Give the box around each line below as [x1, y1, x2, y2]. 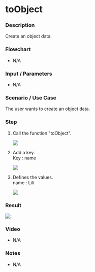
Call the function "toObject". [12, 130, 72, 136]
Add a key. [12, 149, 35, 155]
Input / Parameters [5, 70, 52, 77]
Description [5, 22, 35, 29]
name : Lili [12, 179, 35, 186]
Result [5, 201, 22, 209]
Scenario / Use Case [5, 94, 57, 101]
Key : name [12, 155, 37, 161]
